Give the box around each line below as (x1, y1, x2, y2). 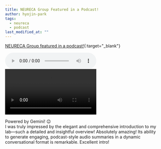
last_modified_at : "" (5, 30, 49, 34)
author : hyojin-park (5, 12, 47, 17)
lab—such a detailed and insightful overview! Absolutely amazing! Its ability (5, 129, 156, 134)
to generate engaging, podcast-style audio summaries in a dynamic (5, 134, 141, 140)
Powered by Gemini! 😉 (5, 118, 51, 124)
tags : (5, 16, 16, 21)
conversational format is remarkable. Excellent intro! (5, 139, 109, 145)
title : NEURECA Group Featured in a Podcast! (5, 7, 99, 12)
